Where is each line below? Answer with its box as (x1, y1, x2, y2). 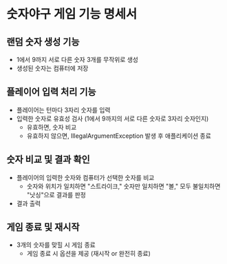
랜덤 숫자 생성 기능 (6, 36, 80, 48)
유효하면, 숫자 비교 (26, 123, 77, 131)
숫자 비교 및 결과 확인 (6, 154, 90, 165)
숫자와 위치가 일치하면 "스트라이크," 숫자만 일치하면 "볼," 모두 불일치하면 (26, 182, 221, 190)
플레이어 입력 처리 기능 (6, 86, 97, 98)
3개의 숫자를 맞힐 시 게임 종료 (16, 241, 96, 249)
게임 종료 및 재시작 (6, 221, 80, 233)
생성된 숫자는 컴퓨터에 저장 (16, 64, 89, 72)
